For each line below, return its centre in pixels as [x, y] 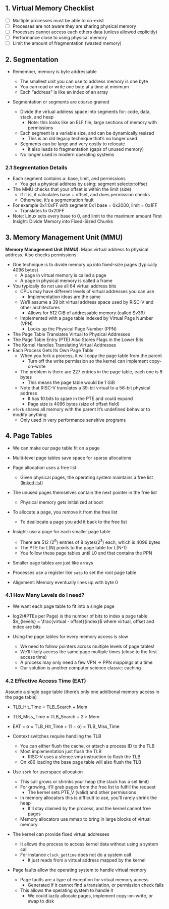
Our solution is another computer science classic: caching [80, 667]
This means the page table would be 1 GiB [71, 382]
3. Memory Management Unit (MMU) [64, 237]
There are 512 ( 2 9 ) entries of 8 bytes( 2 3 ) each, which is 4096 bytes [90, 542]
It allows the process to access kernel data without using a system [89, 844]
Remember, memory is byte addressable [54, 71]
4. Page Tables [29, 436]
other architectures [40, 308]
